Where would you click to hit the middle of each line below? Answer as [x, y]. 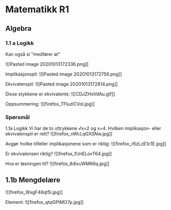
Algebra [18, 28]
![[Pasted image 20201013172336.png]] [47, 64]
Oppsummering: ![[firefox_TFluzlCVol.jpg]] [50, 104]
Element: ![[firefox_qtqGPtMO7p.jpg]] [44, 202]
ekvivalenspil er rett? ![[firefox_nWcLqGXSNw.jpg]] [59, 134]
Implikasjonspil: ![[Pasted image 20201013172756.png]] [64, 74]
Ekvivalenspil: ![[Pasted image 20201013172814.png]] [62, 84]
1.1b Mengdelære [33, 180]
